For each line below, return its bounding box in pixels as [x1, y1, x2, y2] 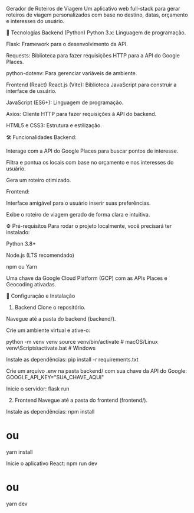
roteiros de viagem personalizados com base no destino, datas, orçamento [6, 11, 188, 18]
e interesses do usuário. [6, 18, 65, 24]
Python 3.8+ [6, 240, 37, 247]
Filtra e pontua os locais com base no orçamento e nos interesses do [6, 159, 174, 166]
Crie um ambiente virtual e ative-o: [6, 327, 91, 334]
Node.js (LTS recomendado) [6, 251, 75, 259]
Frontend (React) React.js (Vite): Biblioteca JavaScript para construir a [6, 81, 177, 88]
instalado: [6, 229, 30, 235]
